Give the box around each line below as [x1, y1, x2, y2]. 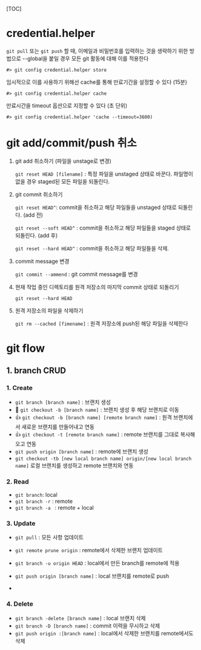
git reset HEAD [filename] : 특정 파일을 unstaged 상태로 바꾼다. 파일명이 [15, 170, 194, 177]
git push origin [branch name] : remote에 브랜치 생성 [15, 448, 148, 455]
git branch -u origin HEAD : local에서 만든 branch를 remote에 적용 [15, 559, 180, 567]
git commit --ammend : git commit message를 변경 [15, 270, 138, 278]
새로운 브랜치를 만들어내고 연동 [21, 423, 95, 430]
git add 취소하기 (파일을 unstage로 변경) [15, 157, 112, 165]
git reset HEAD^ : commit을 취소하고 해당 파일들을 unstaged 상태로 [15, 204, 177, 211]
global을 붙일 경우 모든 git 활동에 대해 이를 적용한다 [27, 55, 149, 62]
